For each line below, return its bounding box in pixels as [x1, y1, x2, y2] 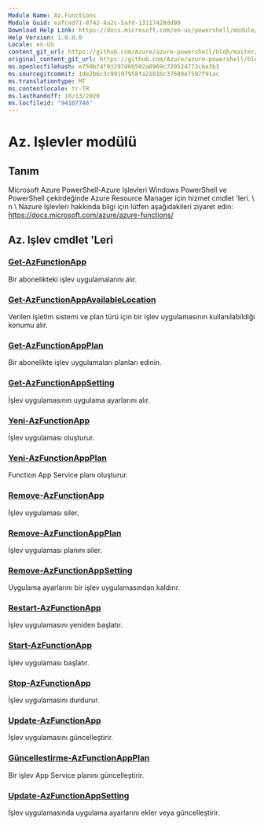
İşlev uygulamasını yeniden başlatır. [8, 621, 123, 630]
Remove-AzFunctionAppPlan [8, 528, 122, 539]
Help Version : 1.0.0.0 [8, 33, 82, 42]
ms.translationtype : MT [8, 77, 86, 85]
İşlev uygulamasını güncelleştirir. [8, 733, 114, 742]
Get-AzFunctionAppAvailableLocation [8, 294, 156, 305]
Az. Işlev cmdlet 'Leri [8, 233, 114, 246]
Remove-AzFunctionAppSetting [8, 565, 133, 576]
